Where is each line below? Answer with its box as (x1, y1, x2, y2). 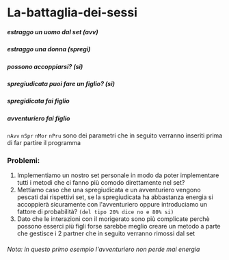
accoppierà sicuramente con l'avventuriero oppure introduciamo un (16, 200, 208, 209)
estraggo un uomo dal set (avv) (7, 27, 98, 36)
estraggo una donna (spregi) (7, 45, 91, 53)
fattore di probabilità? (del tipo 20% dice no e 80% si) (16, 207, 174, 216)
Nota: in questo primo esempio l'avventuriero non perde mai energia (7, 245, 200, 253)
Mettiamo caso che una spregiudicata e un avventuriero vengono (16, 186, 201, 194)
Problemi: (7, 155, 40, 165)
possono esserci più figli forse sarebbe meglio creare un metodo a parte (16, 222, 221, 231)
